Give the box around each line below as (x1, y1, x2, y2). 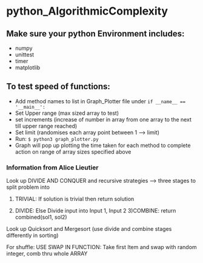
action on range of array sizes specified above (15, 148, 131, 155)
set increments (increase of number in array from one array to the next (15, 115, 192, 123)
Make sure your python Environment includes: (6, 29, 185, 39)
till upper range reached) (15, 122, 78, 129)
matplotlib (15, 64, 41, 71)
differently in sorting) (6, 232, 59, 239)
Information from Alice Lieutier (6, 163, 99, 171)
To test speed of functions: (6, 81, 111, 92)
